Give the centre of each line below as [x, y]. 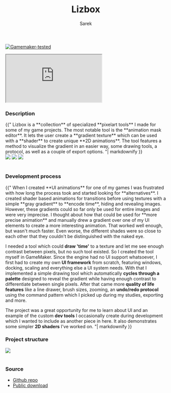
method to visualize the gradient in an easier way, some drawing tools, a [81, 146]
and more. [16, 300]
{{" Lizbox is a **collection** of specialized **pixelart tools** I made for [81, 125]
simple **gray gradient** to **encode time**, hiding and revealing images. [83, 204]
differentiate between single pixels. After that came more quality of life [80, 284]
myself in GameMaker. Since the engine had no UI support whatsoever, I [81, 257]
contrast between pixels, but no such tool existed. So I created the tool [80, 251]
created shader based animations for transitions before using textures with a [86, 198]
